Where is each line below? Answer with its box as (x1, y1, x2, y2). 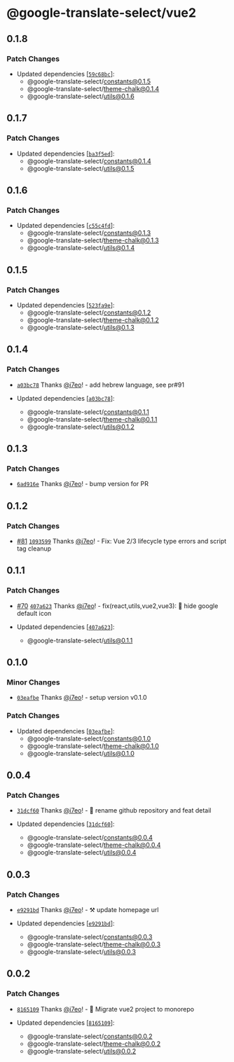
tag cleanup (16, 544, 52, 553)
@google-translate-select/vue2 (6, 5, 197, 21)
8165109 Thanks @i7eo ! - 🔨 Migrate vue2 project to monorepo (16, 1005, 194, 1013)
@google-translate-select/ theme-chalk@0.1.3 (27, 236, 159, 244)
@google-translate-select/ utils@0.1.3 (27, 323, 135, 331)
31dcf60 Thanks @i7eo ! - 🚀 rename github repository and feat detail (16, 806, 212, 815)
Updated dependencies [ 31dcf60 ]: (16, 820, 115, 828)
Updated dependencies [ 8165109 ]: (16, 1018, 115, 1027)
